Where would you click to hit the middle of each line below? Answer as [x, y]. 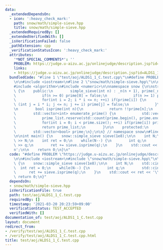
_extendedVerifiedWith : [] [37, 37]
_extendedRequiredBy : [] [34, 32]
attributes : [22, 55]
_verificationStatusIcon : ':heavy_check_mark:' [58, 50]
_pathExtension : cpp [30, 46]
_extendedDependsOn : [30, 14]
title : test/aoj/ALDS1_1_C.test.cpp [42, 240]
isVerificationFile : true [36, 190]
